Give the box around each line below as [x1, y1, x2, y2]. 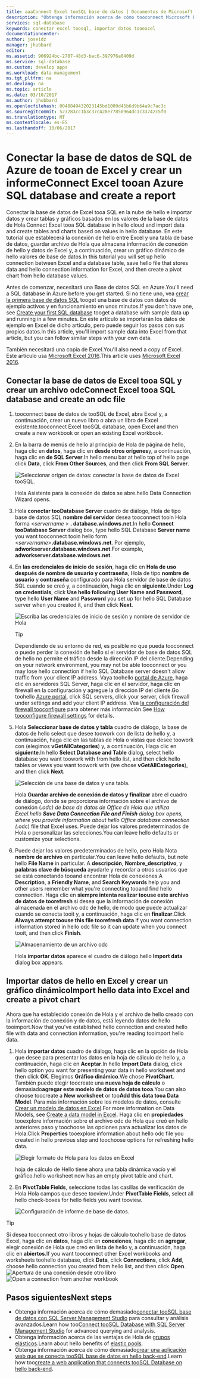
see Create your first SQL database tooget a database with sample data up [6, 308, 189, 316]
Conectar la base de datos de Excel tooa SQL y [6, 376, 182, 386]
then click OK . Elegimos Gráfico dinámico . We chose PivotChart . [14, 1073, 174, 1080]
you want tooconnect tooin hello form [14, 532, 107, 540]
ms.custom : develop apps [6, 64, 68, 70]
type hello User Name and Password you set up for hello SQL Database [14, 595, 192, 602]
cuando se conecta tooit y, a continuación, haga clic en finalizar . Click [14, 910, 186, 917]
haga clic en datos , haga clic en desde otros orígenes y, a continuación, [14, 447, 192, 454]
